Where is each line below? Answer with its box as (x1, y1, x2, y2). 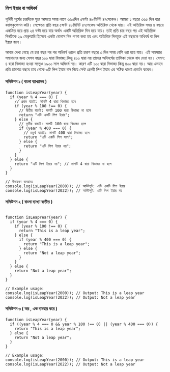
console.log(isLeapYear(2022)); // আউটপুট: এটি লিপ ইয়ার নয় (5, 188, 122, 193)
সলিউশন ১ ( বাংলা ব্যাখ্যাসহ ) (5, 78, 47, 84)
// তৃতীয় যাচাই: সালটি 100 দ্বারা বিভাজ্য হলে (18, 121, 87, 126)
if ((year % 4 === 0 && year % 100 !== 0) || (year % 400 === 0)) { (10, 322, 158, 327)
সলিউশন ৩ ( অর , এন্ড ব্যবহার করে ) (5, 305, 58, 312)
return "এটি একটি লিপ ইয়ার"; (18, 112, 70, 118)
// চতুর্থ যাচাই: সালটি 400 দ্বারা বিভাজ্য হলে (23, 130, 90, 135)
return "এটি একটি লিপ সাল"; (23, 134, 73, 139)
